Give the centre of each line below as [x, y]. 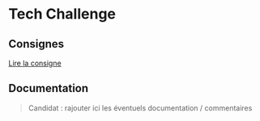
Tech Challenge [62, 14]
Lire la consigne [35, 63]
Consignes [36, 44]
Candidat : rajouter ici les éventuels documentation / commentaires [140, 108]
